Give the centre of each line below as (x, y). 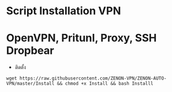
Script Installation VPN (64, 11)
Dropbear (30, 51)
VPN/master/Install (30, 84)
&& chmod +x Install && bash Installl (105, 84)
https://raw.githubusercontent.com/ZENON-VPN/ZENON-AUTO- (93, 78)
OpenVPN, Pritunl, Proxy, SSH (82, 38)
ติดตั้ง (20, 67)
